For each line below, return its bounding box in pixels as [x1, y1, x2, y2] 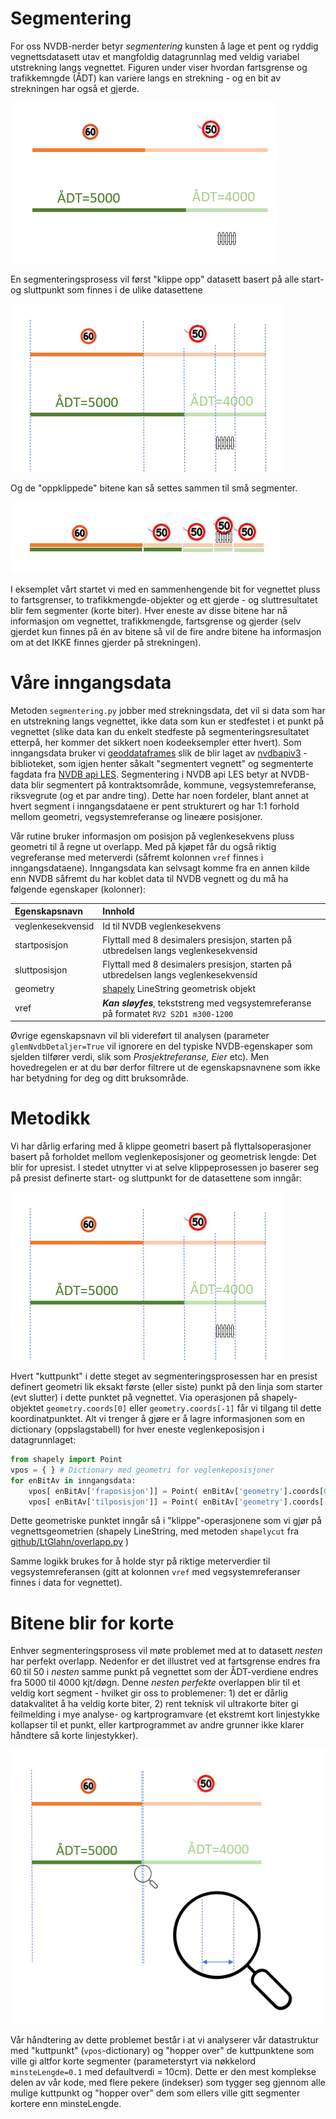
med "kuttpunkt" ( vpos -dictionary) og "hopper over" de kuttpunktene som [10, 2045, 315, 2057]
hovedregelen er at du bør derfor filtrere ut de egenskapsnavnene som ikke [10, 1062, 321, 1074]
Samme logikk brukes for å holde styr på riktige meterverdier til [10, 1555, 271, 1567]
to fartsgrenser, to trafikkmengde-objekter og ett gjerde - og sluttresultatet [10, 593, 318, 606]
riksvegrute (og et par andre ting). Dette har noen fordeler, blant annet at [10, 789, 310, 801]
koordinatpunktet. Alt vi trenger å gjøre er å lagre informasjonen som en [10, 1413, 305, 1425]
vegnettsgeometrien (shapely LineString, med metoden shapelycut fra [10, 1525, 300, 1537]
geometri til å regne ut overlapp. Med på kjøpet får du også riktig [10, 840, 277, 852]
